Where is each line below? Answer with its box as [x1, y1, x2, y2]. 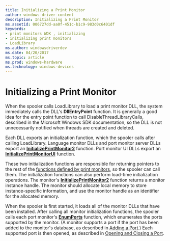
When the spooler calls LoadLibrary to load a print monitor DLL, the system [5, 103, 163, 110]
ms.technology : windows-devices [5, 64, 74, 69]
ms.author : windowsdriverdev [5, 45, 67, 50]
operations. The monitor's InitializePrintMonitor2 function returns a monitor [5, 177, 165, 183]
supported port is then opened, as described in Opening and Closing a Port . [5, 230, 164, 236]
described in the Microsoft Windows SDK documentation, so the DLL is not [5, 119, 162, 125]
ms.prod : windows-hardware [5, 60, 63, 65]
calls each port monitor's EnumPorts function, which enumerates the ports [5, 214, 163, 220]
